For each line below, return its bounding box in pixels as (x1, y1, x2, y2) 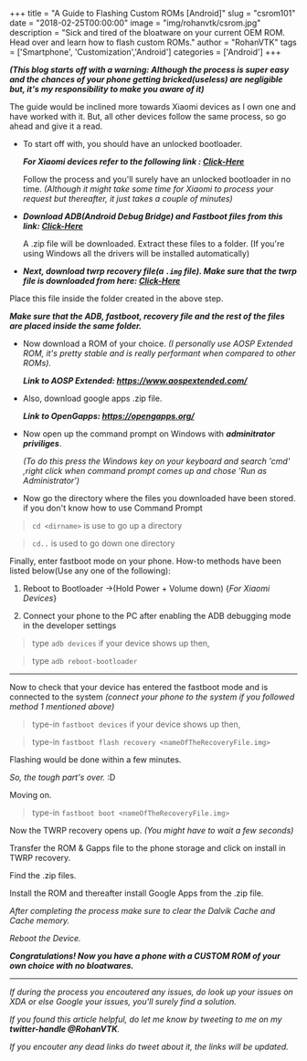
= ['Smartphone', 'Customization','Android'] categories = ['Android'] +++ (9, 47, 281, 58)
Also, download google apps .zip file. (22, 393, 163, 404)
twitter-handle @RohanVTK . (9, 1024, 121, 1035)
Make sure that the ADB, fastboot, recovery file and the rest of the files (9, 310, 285, 321)
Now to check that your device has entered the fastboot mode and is (9, 682, 269, 692)
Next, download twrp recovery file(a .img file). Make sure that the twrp (22, 266, 297, 277)
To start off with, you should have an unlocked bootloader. (22, 139, 243, 149)
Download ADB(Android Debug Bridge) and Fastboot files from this (22, 211, 283, 222)
